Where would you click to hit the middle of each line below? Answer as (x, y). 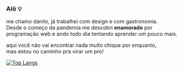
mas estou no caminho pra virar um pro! (55, 52)
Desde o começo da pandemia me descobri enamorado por (79, 28)
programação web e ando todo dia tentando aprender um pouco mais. (92, 34)
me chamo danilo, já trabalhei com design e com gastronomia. (82, 22)
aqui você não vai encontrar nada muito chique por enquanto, (81, 45)
